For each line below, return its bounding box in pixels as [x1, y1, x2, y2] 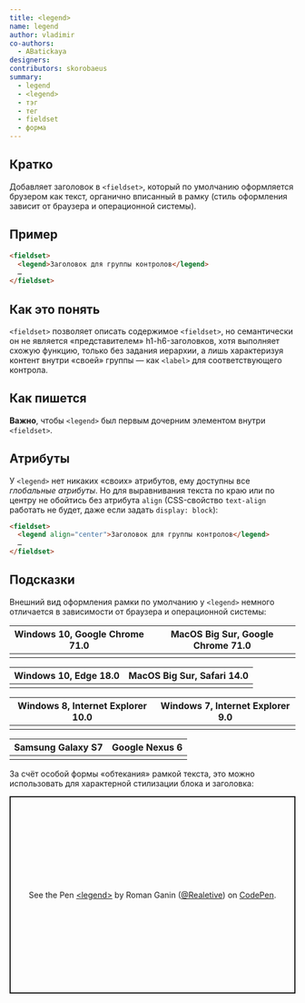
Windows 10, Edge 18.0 [14, 669, 120, 682]
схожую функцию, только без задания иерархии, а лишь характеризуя [9, 345, 284, 356]
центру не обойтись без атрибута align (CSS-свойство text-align [9, 494, 267, 505]
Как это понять [9, 301, 101, 317]
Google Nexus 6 [112, 741, 183, 754]
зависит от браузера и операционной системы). [9, 200, 197, 211]
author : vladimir [9, 30, 75, 39]
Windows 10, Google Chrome [14, 627, 145, 640]
